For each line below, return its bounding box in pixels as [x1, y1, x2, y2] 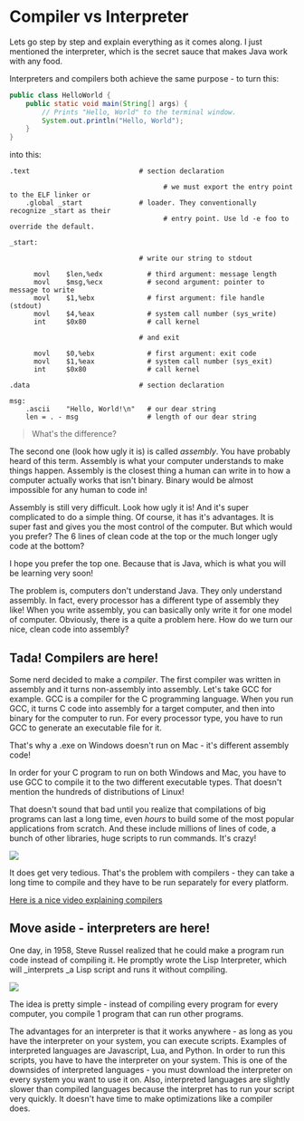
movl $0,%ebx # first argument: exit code [33, 349, 257, 359]
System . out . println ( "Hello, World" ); [42, 116, 184, 125]
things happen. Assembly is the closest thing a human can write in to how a [9, 465, 291, 477]
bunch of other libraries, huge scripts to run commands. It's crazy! [9, 833, 257, 844]
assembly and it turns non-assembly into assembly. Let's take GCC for [9, 684, 272, 694]
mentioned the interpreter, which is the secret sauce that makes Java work [9, 45, 288, 56]
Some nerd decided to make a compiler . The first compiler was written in [9, 674, 281, 685]
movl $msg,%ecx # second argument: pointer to [33, 278, 265, 287]
